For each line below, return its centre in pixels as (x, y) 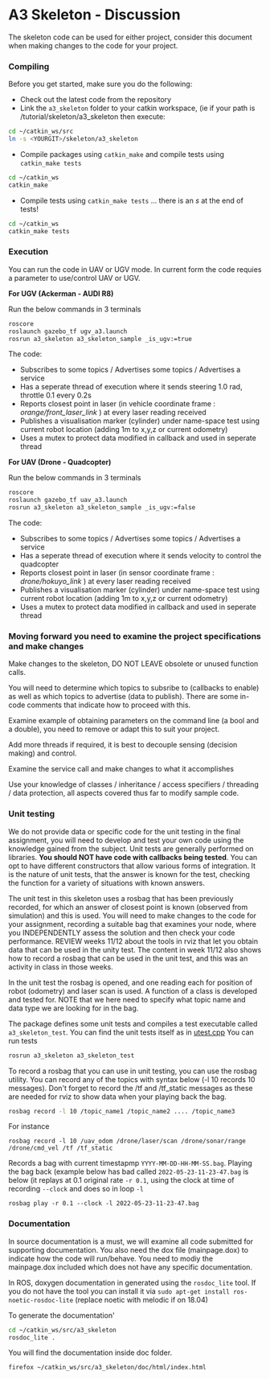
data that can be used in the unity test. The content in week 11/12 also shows (135, 949)
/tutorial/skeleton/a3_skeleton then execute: (93, 117)
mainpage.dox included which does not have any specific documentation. (131, 1267)
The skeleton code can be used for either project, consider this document (130, 37)
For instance (29, 1126)
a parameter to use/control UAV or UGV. (74, 278)
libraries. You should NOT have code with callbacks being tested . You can (133, 857)
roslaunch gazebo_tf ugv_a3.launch (68, 331)
